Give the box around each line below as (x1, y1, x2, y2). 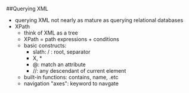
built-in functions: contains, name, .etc (23, 74, 119, 80)
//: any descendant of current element (32, 67, 126, 74)
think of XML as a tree (23, 29, 79, 36)
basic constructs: (23, 42, 67, 49)
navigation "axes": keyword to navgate (23, 80, 119, 87)
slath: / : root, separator (32, 48, 91, 55)
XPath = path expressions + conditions (23, 36, 119, 42)
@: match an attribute (32, 61, 86, 68)
